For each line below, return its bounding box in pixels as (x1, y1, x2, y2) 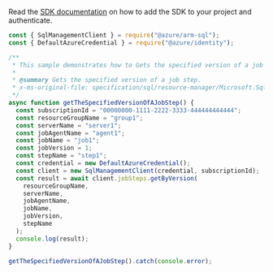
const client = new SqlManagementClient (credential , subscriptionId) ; (15, 167, 260, 175)
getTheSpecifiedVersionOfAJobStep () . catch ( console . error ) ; (8, 257, 213, 265)
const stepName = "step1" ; (15, 152, 107, 160)
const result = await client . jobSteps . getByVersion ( (15, 174, 198, 182)
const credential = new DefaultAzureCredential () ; (15, 159, 191, 167)
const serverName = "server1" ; (15, 121, 122, 129)
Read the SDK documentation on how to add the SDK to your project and (8, 7, 252, 16)
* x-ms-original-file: (11, 84, 89, 92)
